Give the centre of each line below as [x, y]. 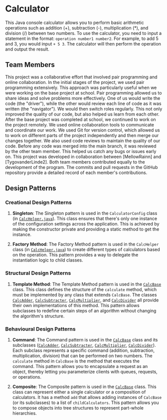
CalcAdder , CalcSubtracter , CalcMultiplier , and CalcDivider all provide [85, 300]
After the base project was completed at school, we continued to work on [81, 119]
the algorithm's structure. [38, 316]
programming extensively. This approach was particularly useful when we [81, 87]
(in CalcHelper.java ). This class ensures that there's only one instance [85, 218]
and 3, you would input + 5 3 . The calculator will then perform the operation [83, 43]
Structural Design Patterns [38, 273]
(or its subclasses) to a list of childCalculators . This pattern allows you [85, 402]
